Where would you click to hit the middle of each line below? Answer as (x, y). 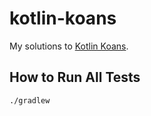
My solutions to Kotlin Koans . (69, 46)
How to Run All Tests (75, 77)
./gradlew (30, 100)
